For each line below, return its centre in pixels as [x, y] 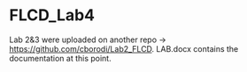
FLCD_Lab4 [52, 15]
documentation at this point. [61, 58]
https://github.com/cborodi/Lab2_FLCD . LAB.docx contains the [124, 48]
